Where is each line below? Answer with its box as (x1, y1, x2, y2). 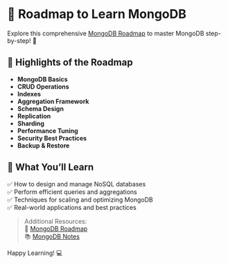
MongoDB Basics (17, 75, 68, 83)
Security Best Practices (17, 134, 87, 142)
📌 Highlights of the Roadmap (7, 57, 133, 69)
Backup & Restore (17, 141, 70, 150)
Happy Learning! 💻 (7, 249, 63, 257)
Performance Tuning (17, 126, 78, 134)
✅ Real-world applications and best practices (7, 203, 137, 211)
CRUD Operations (17, 82, 69, 91)
